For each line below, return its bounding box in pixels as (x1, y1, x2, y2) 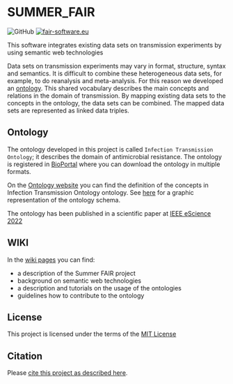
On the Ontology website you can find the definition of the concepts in (7, 181, 209, 189)
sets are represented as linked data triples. (7, 106, 130, 115)
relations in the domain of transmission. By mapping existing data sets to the (7, 91, 226, 100)
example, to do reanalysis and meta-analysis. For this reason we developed (7, 76, 224, 84)
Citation (7, 350, 43, 362)
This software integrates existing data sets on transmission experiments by (7, 40, 222, 49)
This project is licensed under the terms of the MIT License (7, 330, 177, 339)
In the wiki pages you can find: (7, 256, 95, 264)
